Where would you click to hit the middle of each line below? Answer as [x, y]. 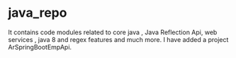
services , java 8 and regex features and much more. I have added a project [118, 39]
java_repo [38, 13]
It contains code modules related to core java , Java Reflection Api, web [113, 32]
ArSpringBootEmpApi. [40, 47]
